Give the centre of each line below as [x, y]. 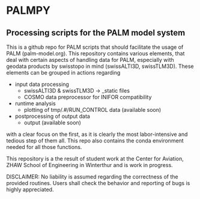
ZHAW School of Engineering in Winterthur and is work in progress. [89, 165]
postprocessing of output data [52, 116]
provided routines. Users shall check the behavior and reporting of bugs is [98, 183]
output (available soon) [52, 123]
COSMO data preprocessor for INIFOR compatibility [88, 97]
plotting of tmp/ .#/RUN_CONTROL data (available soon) [92, 110]
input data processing [42, 84]
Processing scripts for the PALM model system [96, 33]
